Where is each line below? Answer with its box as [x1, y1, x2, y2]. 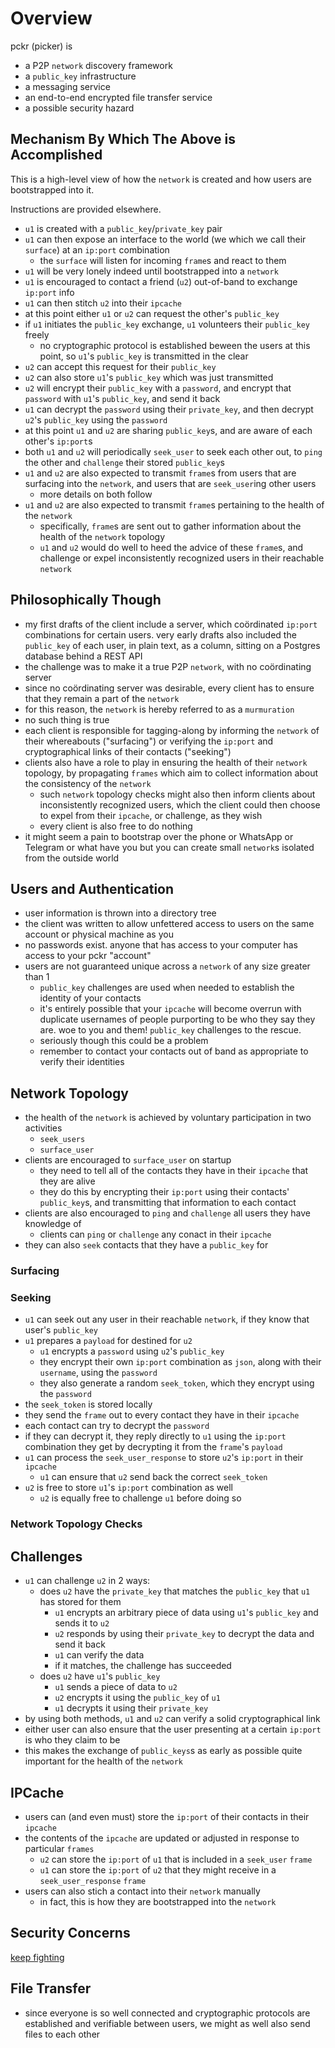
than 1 [24, 971, 50, 983]
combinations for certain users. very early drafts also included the [24, 628, 297, 641]
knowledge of [24, 1218, 82, 1230]
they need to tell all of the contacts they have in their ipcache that [39, 1165, 309, 1177]
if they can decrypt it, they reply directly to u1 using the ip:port [24, 1430, 287, 1442]
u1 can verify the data [54, 1649, 145, 1661]
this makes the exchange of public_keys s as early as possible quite [24, 1745, 303, 1757]
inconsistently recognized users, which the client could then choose [39, 798, 321, 811]
